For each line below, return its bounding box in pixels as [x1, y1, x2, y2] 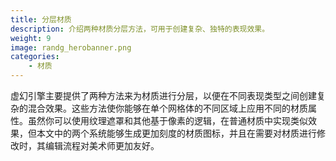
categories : [10, 52, 60, 62]
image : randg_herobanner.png [10, 42, 132, 53]
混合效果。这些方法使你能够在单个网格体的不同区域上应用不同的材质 [27, 102, 308, 114]
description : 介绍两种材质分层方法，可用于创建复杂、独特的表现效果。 [10, 24, 270, 34]
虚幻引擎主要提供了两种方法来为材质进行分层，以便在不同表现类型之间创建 [10, 90, 317, 101]
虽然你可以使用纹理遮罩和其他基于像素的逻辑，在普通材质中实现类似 [27, 115, 308, 126]
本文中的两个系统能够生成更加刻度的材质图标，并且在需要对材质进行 [36, 127, 317, 139]
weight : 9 [10, 33, 52, 43]
